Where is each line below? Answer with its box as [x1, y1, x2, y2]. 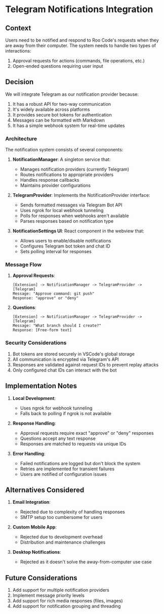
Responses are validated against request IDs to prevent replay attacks [12, 361, 158, 367]
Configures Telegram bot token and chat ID [20, 243, 110, 249]
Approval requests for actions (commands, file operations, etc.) [12, 58, 145, 64]
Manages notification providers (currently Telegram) [20, 166, 130, 173]
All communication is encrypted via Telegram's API [12, 356, 119, 362]
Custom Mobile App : [12, 524, 57, 530]
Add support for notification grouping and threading [12, 603, 121, 609]
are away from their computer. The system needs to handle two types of [5, 43, 156, 49]
